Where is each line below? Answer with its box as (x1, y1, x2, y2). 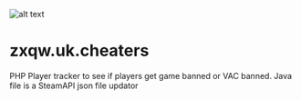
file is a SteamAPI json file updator (9, 80, 139, 91)
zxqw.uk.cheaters (9, 41, 150, 61)
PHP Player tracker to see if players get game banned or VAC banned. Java (9, 70, 293, 81)
